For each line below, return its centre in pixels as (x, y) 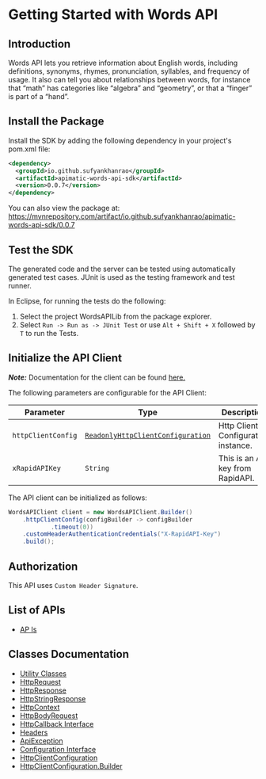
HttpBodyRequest (49, 716)
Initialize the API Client (65, 358)
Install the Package (56, 122)
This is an (236, 458)
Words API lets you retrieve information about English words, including (123, 63)
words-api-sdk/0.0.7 (42, 225)
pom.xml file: (29, 149)
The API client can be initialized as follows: (78, 498)
